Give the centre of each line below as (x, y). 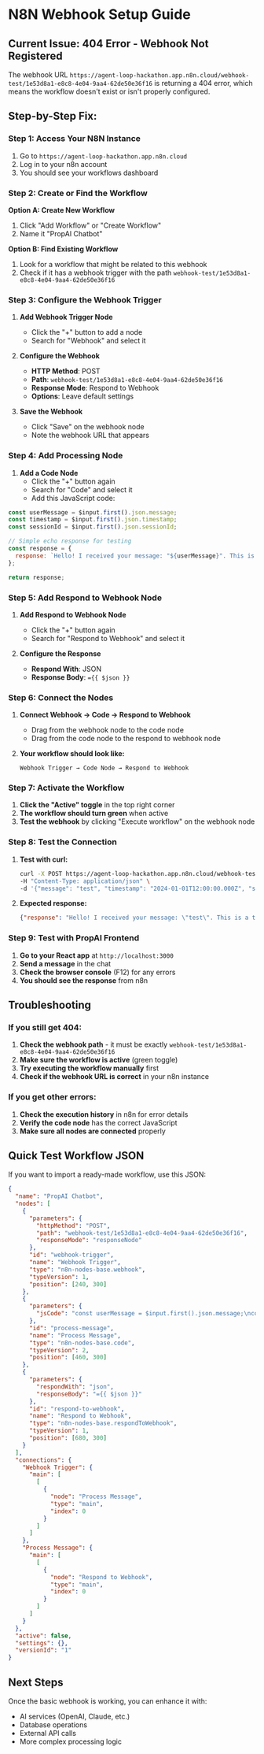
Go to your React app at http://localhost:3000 (97, 955)
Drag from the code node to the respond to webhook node (126, 739)
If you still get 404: (45, 1027)
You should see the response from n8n (84, 980)
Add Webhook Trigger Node (66, 317)
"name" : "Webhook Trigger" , (75, 1263)
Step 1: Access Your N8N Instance (75, 139)
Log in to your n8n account (63, 164)
